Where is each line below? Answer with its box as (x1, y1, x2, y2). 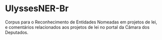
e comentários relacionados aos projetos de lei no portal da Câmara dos (5, 24, 150, 30)
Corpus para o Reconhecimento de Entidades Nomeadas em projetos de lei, (5, 19, 157, 25)
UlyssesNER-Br (5, 3, 69, 14)
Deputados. (5, 29, 29, 35)
